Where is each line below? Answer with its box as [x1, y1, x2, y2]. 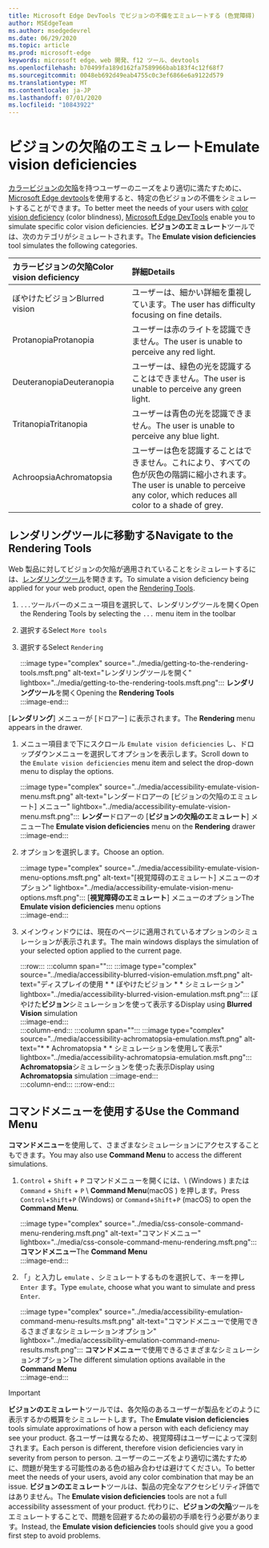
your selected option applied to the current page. [19, 945, 183, 955]
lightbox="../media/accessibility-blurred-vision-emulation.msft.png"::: [19, 989, 250, 998]
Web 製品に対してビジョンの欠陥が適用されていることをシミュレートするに [8, 564, 256, 574]
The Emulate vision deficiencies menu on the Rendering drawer [41, 821, 256, 831]
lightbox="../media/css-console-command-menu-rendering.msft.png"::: [19, 1237, 258, 1247]
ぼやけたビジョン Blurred [12, 293, 104, 304]
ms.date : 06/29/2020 [8, 34, 78, 42]
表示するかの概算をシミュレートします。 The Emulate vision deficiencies [8, 1414, 250, 1424]
